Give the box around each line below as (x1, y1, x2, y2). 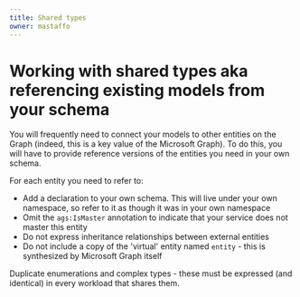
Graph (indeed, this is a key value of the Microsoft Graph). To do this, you (9, 139, 283, 149)
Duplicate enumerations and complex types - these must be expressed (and (9, 268, 293, 279)
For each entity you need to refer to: (9, 176, 145, 187)
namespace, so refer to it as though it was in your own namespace (22, 203, 271, 214)
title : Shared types (9, 13, 88, 23)
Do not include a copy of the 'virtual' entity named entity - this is (22, 241, 267, 252)
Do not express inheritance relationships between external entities (22, 232, 269, 243)
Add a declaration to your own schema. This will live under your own (22, 193, 277, 204)
